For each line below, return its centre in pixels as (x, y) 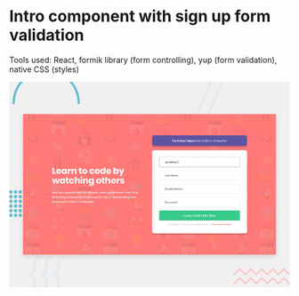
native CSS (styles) (44, 69)
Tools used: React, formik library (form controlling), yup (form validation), (143, 60)
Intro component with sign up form (140, 16)
